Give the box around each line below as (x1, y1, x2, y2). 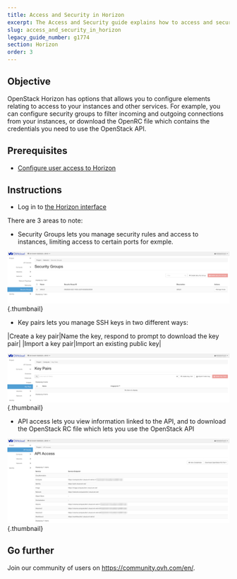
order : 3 (7, 49, 33, 56)
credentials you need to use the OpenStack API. (7, 124, 147, 133)
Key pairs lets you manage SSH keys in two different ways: (17, 318, 188, 327)
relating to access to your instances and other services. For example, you (7, 102, 221, 110)
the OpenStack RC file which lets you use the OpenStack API (17, 424, 195, 433)
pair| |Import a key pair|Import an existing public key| (7, 340, 162, 348)
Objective (7, 76, 51, 88)
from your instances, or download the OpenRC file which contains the (7, 117, 210, 125)
